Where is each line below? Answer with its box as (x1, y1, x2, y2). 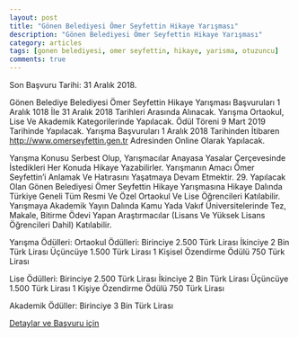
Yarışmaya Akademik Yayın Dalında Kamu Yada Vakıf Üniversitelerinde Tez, (9, 200, 287, 211)
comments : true (9, 55, 66, 64)
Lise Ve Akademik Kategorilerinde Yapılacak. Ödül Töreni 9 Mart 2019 (9, 116, 267, 127)
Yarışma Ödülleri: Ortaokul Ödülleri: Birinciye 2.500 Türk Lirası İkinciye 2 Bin (9, 237, 290, 247)
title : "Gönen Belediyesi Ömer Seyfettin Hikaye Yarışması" (9, 22, 240, 31)
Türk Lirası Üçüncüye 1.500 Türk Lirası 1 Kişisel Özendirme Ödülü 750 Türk (9, 246, 285, 257)
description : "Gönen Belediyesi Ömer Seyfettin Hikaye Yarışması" (9, 30, 263, 39)
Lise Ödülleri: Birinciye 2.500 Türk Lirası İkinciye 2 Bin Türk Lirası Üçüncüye (9, 273, 289, 284)
